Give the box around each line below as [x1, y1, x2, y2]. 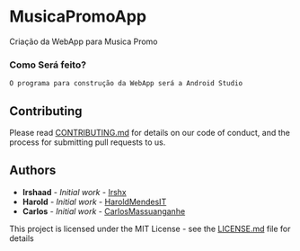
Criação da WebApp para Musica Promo [9, 36, 158, 47]
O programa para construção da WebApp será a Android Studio [9, 79, 243, 88]
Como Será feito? [9, 58, 87, 71]
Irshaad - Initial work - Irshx [22, 186, 128, 197]
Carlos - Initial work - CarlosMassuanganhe [22, 205, 186, 217]
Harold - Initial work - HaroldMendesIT [22, 196, 167, 207]
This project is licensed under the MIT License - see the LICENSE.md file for [9, 223, 291, 234]
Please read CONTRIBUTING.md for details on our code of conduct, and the [9, 128, 290, 139]
